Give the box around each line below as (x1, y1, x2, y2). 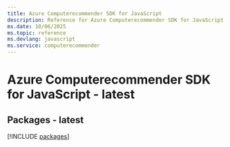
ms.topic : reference (7, 29, 67, 37)
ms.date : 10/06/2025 (7, 23, 67, 30)
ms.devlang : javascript (7, 36, 76, 43)
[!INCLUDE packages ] (7, 133, 70, 140)
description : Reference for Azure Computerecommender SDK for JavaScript (7, 17, 224, 23)
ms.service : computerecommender (7, 42, 100, 49)
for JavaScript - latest (7, 87, 135, 102)
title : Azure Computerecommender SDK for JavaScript (7, 10, 162, 17)
